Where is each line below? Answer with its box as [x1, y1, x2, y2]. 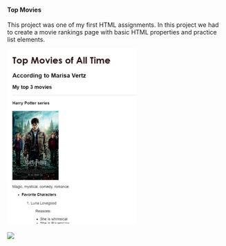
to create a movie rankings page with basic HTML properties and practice [7, 28, 218, 37]
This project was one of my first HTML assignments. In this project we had [7, 21, 219, 29]
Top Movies [7, 6, 41, 14]
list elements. [7, 35, 45, 44]
